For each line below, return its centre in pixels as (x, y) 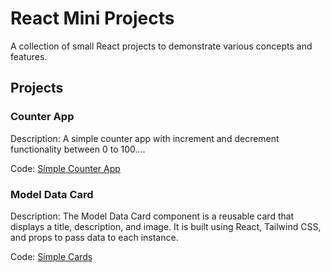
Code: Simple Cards (51, 256)
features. (29, 56)
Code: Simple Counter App (65, 168)
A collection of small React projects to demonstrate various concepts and (161, 46)
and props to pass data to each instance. (94, 237)
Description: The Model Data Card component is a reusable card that (152, 216)
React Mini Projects (92, 18)
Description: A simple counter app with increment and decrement (145, 138)
